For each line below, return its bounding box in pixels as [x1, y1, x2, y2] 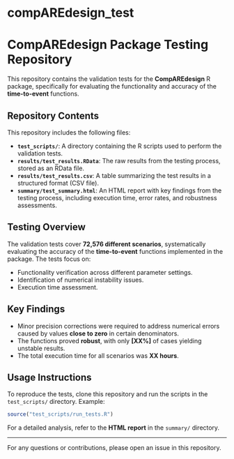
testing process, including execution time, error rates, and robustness [17, 193, 217, 202]
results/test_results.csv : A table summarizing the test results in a [17, 171, 211, 179]
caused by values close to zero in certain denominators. [17, 329, 180, 338]
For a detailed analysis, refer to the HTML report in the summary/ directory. [7, 423, 220, 432]
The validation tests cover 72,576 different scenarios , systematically [7, 239, 206, 248]
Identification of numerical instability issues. [17, 276, 144, 284]
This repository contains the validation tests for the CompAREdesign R [7, 75, 211, 83]
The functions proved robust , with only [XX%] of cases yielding [17, 336, 202, 345]
